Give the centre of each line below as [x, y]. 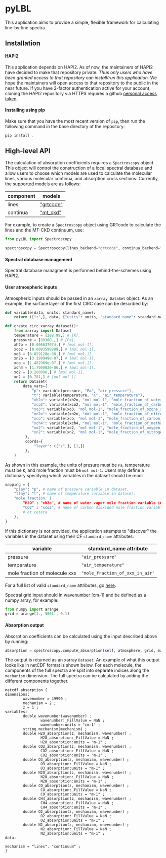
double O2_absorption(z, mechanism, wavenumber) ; [76, 812]
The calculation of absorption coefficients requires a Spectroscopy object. [80, 163]
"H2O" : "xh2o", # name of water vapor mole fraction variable [89, 503]
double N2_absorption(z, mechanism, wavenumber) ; [76, 825]
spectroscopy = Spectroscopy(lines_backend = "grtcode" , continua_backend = [83, 248]
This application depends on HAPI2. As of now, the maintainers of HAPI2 [79, 67]
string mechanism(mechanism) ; [55, 729]
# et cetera [35, 512]
